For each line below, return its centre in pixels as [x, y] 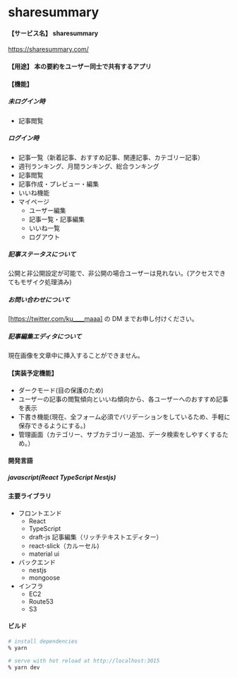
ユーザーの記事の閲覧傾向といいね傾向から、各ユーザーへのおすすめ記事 [123, 399]
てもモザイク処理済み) [40, 282]
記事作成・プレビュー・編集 [59, 184]
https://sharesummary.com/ [48, 49]
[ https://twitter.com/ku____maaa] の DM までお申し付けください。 [103, 319]
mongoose [44, 578]
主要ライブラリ [30, 496]
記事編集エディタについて [45, 337]
